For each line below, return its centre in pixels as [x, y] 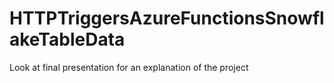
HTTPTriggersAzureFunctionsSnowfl [167, 18]
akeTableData [67, 39]
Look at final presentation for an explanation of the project [129, 67]
